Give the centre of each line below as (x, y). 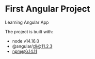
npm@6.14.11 (24, 51)
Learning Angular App (27, 22)
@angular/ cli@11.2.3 (32, 46)
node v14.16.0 (26, 41)
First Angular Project (48, 9)
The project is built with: (29, 31)
